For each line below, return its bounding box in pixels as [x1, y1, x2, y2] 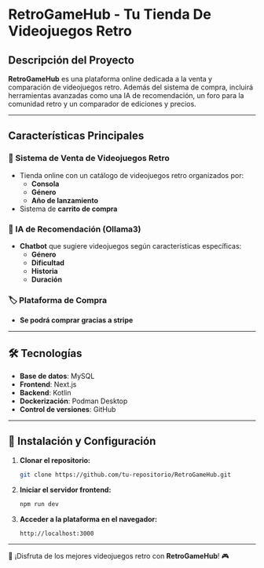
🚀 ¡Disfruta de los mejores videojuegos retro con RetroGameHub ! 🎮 [8, 551, 229, 560]
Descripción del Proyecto [8, 53, 135, 67]
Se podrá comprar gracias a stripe [19, 315, 134, 325]
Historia [31, 266, 58, 275]
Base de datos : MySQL [19, 371, 95, 381]
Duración [31, 275, 63, 284]
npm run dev [19, 500, 59, 508]
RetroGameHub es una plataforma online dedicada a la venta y [8, 75, 213, 83]
